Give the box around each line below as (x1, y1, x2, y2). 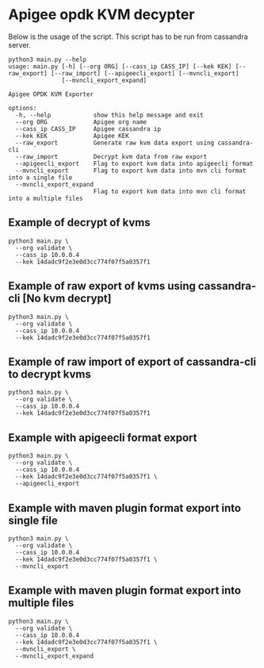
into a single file (8, 173, 73, 182)
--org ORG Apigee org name (15, 117, 147, 126)
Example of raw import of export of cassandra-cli (8, 355, 256, 368)
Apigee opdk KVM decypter (8, 6, 195, 24)
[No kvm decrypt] (22, 292, 113, 305)
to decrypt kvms (8, 367, 91, 381)
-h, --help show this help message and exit (15, 111, 204, 119)
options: (8, 104, 37, 112)
